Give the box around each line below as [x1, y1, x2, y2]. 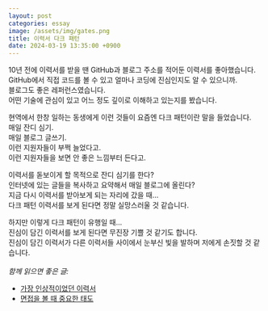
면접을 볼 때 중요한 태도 [19, 294, 94, 304]
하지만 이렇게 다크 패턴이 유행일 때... [8, 217, 123, 227]
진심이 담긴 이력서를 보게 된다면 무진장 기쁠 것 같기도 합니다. [8, 228, 198, 237]
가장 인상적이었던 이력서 [19, 284, 97, 293]
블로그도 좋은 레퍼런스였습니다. [8, 86, 107, 95]
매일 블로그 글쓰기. [8, 132, 67, 142]
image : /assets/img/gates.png [8, 27, 111, 35]
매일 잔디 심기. [8, 123, 54, 132]
